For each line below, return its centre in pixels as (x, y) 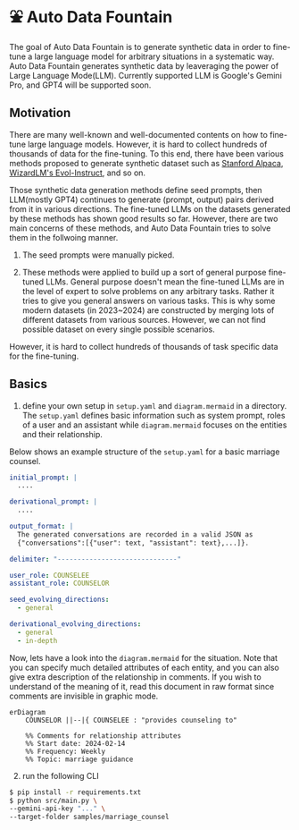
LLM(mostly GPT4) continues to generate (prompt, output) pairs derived (141, 199)
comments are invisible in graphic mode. (84, 696)
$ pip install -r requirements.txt (75, 792)
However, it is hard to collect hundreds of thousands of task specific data (144, 346)
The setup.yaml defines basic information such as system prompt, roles (154, 415)
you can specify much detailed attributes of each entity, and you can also (144, 667)
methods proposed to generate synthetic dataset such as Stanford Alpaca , (146, 163)
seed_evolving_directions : (59, 600)
